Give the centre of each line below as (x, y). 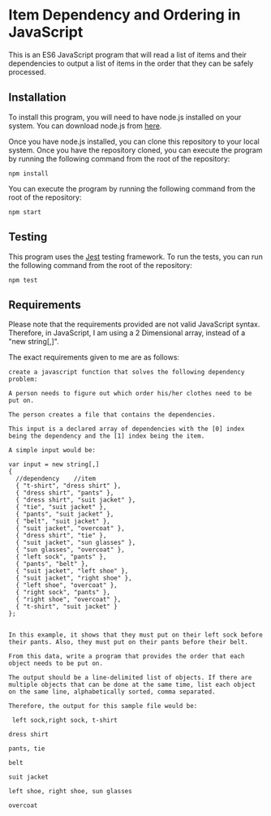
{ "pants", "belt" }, (52, 564)
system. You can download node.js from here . (85, 125)
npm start (25, 212)
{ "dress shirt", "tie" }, (61, 536)
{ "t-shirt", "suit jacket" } (67, 607)
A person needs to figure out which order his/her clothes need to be (130, 394)
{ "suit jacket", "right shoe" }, (74, 578)
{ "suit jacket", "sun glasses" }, (76, 543)
